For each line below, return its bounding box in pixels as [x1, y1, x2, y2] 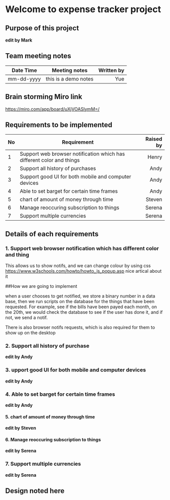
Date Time [12, 67, 37, 74]
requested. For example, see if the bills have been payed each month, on [5, 304, 157, 310]
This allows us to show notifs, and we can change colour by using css [5, 263, 151, 269]
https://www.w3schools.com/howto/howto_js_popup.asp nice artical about [5, 268, 162, 274]
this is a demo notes [46, 75, 94, 82]
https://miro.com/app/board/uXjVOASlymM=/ [5, 106, 100, 112]
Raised [145, 136, 162, 143]
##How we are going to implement [5, 283, 77, 289]
